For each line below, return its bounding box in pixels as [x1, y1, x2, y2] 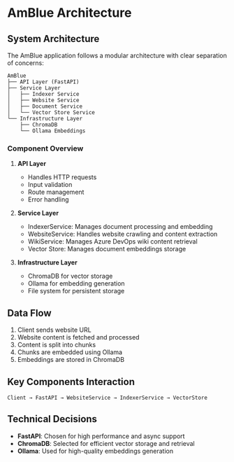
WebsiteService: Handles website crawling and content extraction [27, 230, 218, 239]
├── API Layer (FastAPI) [7, 78, 80, 85]
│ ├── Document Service [7, 103, 82, 110]
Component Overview [7, 143, 84, 153]
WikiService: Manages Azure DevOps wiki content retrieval [27, 237, 198, 246]
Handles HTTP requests [27, 173, 97, 181]
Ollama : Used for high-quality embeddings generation [17, 447, 173, 455]
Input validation [27, 181, 73, 189]
